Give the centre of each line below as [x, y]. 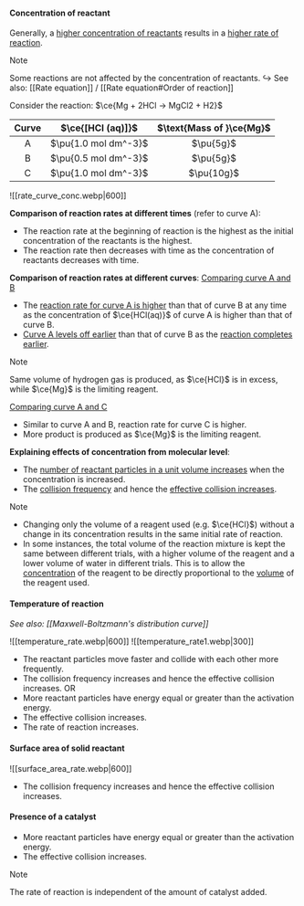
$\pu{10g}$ [214, 174]
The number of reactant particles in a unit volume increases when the [153, 469]
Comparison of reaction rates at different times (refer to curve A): [136, 214]
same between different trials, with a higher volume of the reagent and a [158, 553]
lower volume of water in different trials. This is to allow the [134, 564]
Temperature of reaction [57, 604]
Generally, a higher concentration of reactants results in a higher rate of [144, 33]
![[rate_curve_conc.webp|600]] [68, 195]
